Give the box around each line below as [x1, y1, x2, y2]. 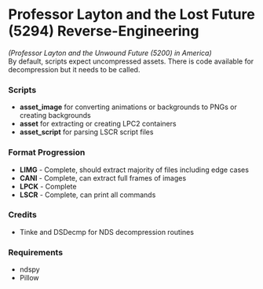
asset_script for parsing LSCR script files [19, 127, 154, 137]
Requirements [8, 247, 64, 258]
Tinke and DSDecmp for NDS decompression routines [19, 227, 195, 236]
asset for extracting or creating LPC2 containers [19, 119, 177, 129]
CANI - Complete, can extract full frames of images [19, 173, 187, 182]
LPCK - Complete [19, 181, 77, 191]
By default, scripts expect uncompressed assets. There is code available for [8, 57, 254, 66]
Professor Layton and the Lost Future [8, 5, 255, 24]
